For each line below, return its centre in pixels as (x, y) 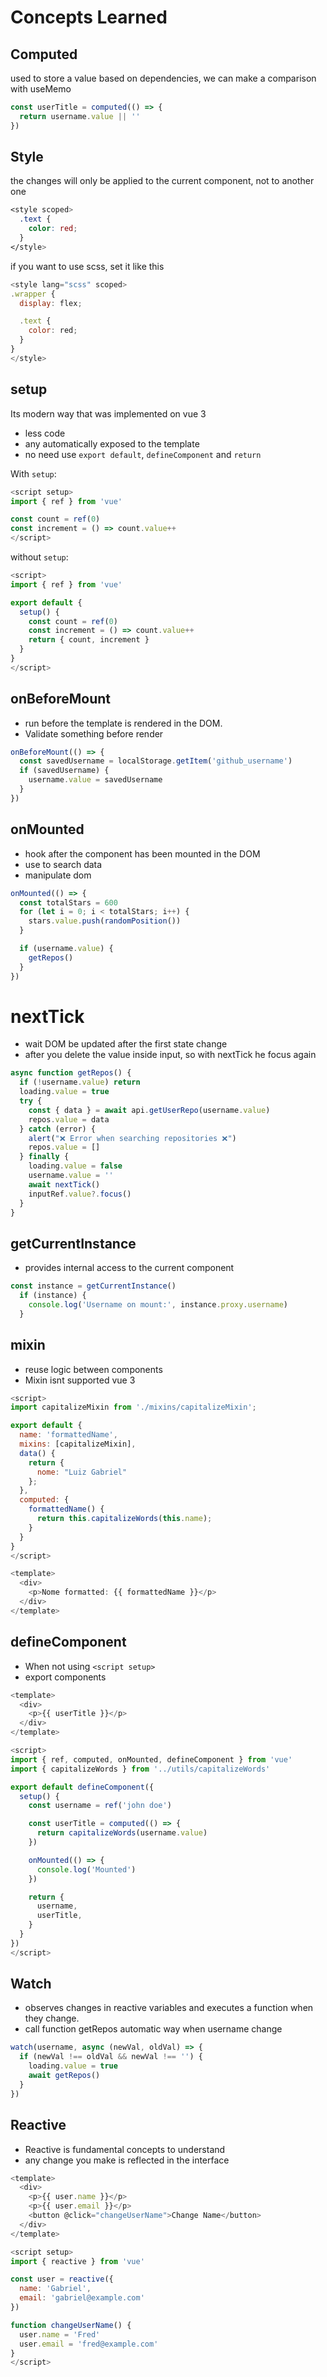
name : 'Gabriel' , (55, 2289)
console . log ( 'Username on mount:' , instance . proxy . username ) (158, 1305)
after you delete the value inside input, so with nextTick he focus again (170, 1055)
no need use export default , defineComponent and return (143, 454)
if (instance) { (53, 1296)
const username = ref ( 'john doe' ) (100, 1806)
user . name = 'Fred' (60, 2334)
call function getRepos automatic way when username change (153, 2029)
